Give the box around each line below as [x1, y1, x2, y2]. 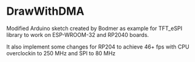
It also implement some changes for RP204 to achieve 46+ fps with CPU [6, 43, 189, 50]
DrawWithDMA [6, 4, 85, 18]
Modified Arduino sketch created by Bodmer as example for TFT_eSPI [6, 25, 183, 32]
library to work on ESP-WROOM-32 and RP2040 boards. [6, 31, 149, 38]
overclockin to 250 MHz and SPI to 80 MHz [6, 49, 116, 56]
